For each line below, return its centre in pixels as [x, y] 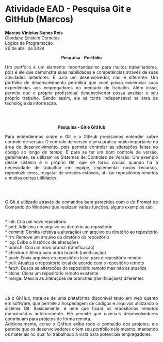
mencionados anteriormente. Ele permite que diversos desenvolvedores [81, 313]
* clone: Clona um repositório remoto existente [52, 273]
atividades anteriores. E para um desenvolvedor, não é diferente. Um [81, 77]
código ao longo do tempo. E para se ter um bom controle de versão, [81, 152]
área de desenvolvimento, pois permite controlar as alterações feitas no [81, 147]
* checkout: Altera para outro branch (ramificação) [56, 252]
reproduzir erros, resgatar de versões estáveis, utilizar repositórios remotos [81, 172]
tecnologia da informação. [31, 103]
